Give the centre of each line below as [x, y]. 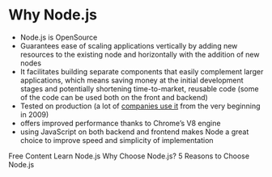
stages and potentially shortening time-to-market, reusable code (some [139, 88]
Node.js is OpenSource [59, 37]
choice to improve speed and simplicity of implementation [117, 140]
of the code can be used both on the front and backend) [114, 97]
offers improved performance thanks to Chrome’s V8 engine [120, 123]
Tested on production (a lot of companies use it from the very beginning [140, 106]
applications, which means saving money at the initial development [132, 80]
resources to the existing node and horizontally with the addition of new [140, 54]
